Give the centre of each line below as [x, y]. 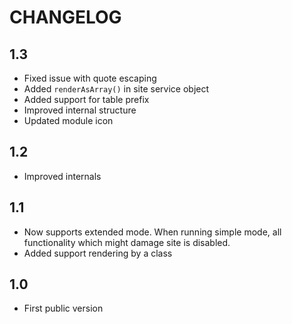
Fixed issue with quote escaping [90, 78]
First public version [63, 308]
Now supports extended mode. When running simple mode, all [152, 232]
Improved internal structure [80, 110]
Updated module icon [68, 120]
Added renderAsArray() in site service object [116, 89]
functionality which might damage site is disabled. [127, 242]
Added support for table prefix [86, 99]
